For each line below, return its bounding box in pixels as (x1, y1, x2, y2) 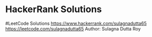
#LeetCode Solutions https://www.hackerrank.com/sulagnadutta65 (5, 20, 147, 26)
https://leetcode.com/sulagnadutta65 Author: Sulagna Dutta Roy (5, 25, 141, 31)
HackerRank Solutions (5, 4, 102, 15)
